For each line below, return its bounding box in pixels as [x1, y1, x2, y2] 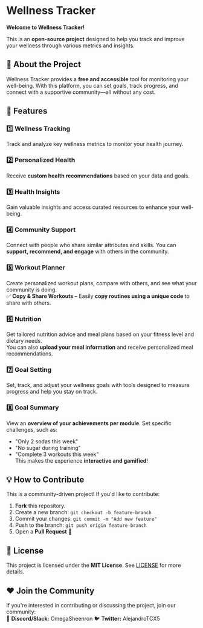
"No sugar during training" [14, 444, 82, 451]
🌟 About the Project [6, 59, 82, 70]
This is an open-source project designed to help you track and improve [6, 35, 185, 42]
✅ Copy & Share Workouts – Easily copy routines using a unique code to [6, 292, 190, 300]
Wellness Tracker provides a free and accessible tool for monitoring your [6, 75, 189, 82]
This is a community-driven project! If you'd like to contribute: [6, 491, 160, 498]
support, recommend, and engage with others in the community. [6, 248, 169, 255]
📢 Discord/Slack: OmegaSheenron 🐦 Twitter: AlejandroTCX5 [6, 615, 160, 622]
